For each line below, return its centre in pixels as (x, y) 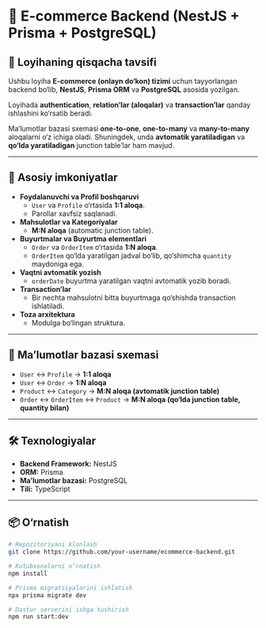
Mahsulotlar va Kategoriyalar (68, 221)
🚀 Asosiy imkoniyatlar (63, 178)
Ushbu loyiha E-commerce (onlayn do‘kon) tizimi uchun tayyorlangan (123, 81)
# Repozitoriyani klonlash (53, 545)
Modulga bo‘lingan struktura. (78, 323)
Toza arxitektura (47, 314)
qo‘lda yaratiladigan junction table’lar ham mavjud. (91, 145)
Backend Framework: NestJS (68, 464)
